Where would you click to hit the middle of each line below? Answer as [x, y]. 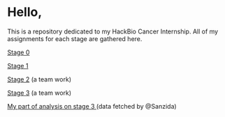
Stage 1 [18, 65]
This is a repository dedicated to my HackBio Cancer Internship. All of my [113, 31]
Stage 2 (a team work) [39, 79]
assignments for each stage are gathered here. [75, 38]
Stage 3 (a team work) [39, 93]
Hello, [25, 12]
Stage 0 [19, 52]
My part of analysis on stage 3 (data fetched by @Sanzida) [92, 106]
